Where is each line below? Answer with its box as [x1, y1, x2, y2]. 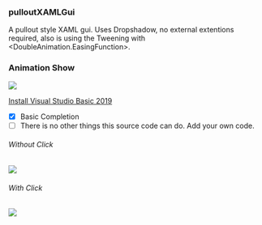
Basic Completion [19, 112, 79, 121]
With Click [8, 183, 43, 193]
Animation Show [8, 62, 75, 74]
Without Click [8, 140, 54, 150]
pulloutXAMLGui [8, 6, 75, 18]
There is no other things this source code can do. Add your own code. [19, 121, 255, 130]
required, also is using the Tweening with [8, 33, 146, 43]
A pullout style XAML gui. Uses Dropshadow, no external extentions [8, 25, 234, 35]
